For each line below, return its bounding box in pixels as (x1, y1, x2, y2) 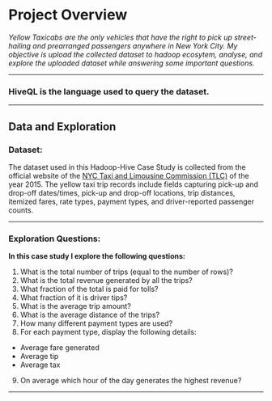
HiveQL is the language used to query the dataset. (8, 86, 210, 97)
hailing (8, 40, 31, 50)
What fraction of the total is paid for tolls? (19, 285, 159, 294)
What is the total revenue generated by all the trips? (19, 276, 193, 285)
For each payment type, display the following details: (19, 327, 197, 337)
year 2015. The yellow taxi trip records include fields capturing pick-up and (8, 179, 259, 189)
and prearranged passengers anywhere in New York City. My (32, 40, 238, 50)
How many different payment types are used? (19, 319, 173, 328)
